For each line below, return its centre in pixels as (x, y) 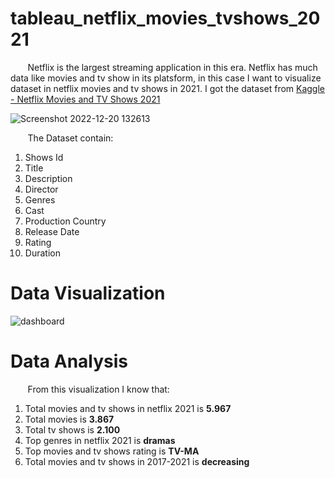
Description (48, 178)
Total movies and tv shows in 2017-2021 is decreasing (137, 461)
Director (41, 189)
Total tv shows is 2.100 (72, 429)
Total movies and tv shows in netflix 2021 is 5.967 (128, 408)
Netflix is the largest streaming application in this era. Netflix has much (172, 67)
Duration (42, 253)
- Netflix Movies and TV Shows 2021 (85, 99)
